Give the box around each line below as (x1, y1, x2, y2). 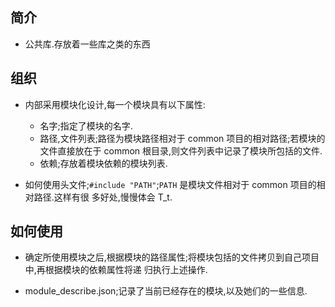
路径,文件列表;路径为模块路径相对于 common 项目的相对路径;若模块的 (39, 132, 326, 144)
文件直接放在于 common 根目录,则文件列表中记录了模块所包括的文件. (39, 144, 323, 157)
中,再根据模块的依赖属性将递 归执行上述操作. (24, 264, 208, 276)
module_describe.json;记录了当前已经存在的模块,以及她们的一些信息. (24, 285, 308, 297)
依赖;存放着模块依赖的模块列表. (39, 157, 168, 169)
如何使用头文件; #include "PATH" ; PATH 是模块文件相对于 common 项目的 (24, 178, 317, 190)
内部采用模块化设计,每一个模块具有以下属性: (24, 98, 206, 110)
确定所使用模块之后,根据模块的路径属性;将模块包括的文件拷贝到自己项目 (24, 251, 320, 263)
